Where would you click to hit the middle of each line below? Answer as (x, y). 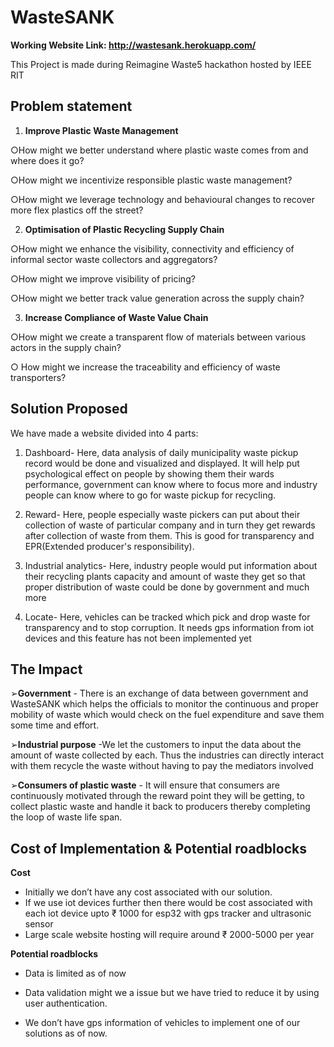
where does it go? (47, 160)
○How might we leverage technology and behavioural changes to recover (162, 199)
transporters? (38, 377)
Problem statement (71, 106)
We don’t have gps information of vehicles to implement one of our (162, 1023)
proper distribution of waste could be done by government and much (167, 587)
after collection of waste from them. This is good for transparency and (169, 535)
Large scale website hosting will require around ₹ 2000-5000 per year (169, 935)
